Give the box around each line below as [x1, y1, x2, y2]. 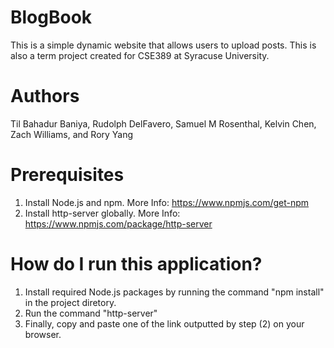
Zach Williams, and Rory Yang [10, 128, 134, 140]
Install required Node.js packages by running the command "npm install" [24, 286, 325, 298]
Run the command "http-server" [24, 307, 158, 319]
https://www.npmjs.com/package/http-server [24, 217, 213, 230]
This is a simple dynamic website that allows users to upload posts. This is [10, 39, 317, 51]
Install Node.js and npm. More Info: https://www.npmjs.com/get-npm [24, 196, 310, 208]
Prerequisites [10, 164, 125, 186]
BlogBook [10, 6, 93, 29]
